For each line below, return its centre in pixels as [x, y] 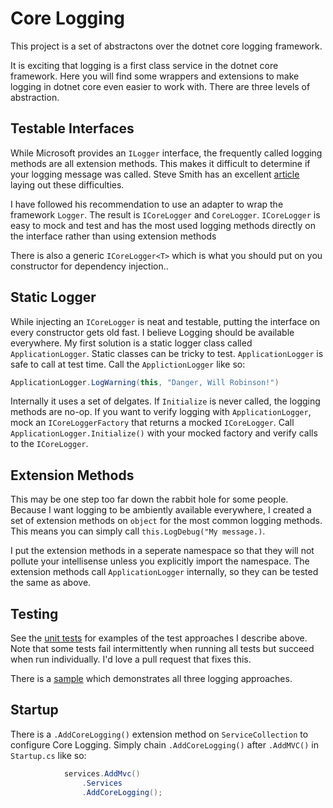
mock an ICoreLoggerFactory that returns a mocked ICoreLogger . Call [152, 423]
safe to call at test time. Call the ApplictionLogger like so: [128, 364]
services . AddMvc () [102, 773]
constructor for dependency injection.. [89, 266]
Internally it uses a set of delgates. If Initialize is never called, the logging [165, 401]
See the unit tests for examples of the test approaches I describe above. [159, 638]
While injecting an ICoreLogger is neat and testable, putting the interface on [165, 321]
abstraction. [35, 97]
